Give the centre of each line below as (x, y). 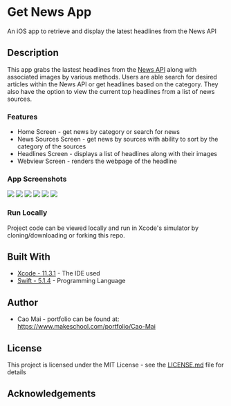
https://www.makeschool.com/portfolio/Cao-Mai (86, 327)
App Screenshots (37, 179)
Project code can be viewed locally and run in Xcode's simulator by (103, 228)
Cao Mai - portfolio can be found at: (68, 319)
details (17, 372)
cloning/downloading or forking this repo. (66, 235)
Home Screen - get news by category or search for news (98, 132)
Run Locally (27, 213)
